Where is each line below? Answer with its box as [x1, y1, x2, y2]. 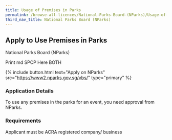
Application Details [5, 87, 54, 95]
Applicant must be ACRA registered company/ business [5, 129, 122, 135]
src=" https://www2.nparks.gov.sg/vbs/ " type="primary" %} [5, 75, 132, 81]
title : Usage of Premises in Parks [5, 7, 81, 13]
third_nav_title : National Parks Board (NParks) [5, 17, 111, 22]
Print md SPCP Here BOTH [5, 59, 61, 65]
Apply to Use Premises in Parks [5, 36, 107, 44]
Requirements [5, 117, 41, 124]
